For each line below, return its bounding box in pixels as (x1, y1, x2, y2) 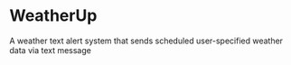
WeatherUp (9, 5, 98, 26)
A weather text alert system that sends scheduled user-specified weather (9, 35, 283, 46)
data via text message (9, 44, 92, 55)
